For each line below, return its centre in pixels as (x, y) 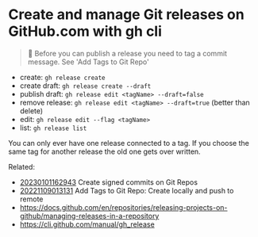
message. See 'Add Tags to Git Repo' (88, 62)
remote (31, 199)
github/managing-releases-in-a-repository (89, 216)
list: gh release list (53, 128)
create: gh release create (62, 77)
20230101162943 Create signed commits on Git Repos (109, 182)
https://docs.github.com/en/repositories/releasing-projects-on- (123, 207)
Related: (22, 166)
